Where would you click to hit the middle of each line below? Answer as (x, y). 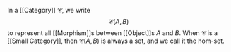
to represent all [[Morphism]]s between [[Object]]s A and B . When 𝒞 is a (112, 33)
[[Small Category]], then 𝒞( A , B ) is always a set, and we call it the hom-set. (116, 41)
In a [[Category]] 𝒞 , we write (49, 10)
